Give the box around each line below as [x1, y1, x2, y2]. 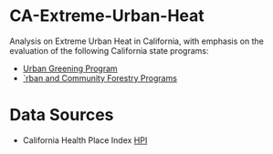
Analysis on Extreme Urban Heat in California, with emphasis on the [9, 36, 265, 46]
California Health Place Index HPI [22, 134, 148, 146]
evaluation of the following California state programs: [9, 45, 209, 56]
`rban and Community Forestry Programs [22, 72, 178, 83]
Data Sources [9, 105, 114, 126]
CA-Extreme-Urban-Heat [9, 5, 205, 26]
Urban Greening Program [22, 63, 119, 74]
